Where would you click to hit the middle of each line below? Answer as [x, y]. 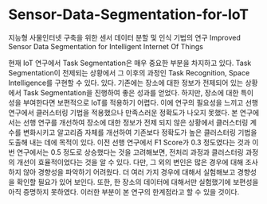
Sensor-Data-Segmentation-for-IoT [129, 15]
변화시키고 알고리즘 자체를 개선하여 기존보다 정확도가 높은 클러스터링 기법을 [140, 132]
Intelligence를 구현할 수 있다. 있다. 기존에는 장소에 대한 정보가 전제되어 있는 [126, 83]
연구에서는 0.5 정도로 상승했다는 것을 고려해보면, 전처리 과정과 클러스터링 [130, 152]
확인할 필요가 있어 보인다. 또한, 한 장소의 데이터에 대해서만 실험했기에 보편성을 [137, 182]
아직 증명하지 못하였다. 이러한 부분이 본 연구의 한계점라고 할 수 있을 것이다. [124, 191]
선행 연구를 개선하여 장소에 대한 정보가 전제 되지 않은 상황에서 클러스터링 [135, 122]
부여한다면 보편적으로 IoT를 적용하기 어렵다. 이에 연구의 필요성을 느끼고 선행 [141, 102]
